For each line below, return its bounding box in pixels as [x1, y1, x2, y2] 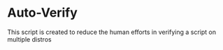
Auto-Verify [7, 5, 78, 21]
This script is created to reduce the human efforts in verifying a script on [7, 28, 217, 36]
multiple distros [7, 35, 52, 43]
